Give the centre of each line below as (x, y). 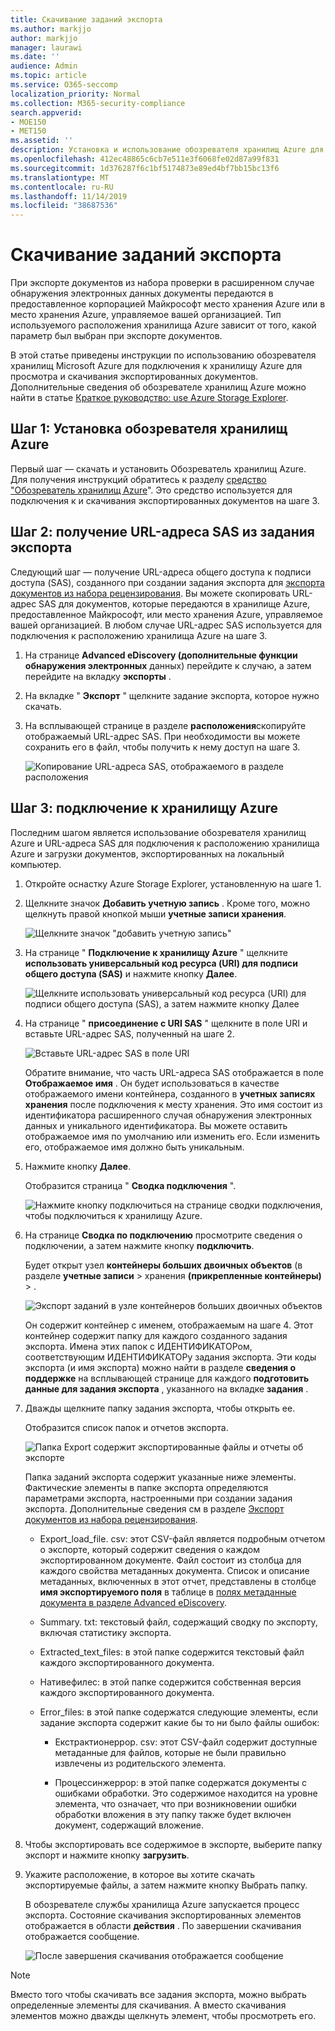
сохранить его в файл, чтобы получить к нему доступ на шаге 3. (162, 747)
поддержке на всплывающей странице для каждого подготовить (167, 1378)
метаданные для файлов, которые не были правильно (170, 1752)
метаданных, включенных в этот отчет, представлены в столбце (178, 1581)
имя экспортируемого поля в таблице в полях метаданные (168, 1592)
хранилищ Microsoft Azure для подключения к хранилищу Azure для (156, 366)
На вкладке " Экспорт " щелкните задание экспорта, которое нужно (172, 695)
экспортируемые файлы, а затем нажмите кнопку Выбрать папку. (166, 1885)
